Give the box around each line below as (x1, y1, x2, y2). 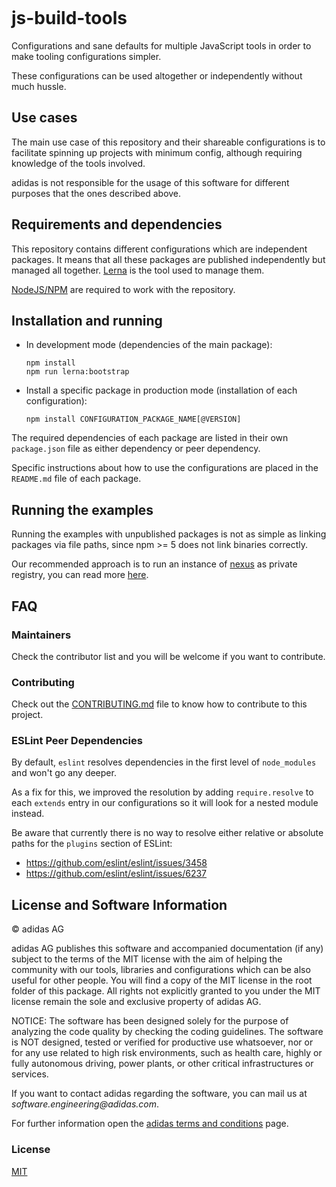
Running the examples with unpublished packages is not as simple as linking (11, 528, 327, 540)
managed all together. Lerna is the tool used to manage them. (11, 264, 265, 276)
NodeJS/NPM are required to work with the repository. (11, 283, 236, 295)
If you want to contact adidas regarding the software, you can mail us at (11, 1088, 308, 1100)
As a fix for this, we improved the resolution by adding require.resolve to (11, 786, 314, 798)
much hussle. (11, 80, 67, 92)
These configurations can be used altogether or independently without (11, 69, 303, 82)
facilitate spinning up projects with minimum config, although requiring (11, 146, 303, 158)
